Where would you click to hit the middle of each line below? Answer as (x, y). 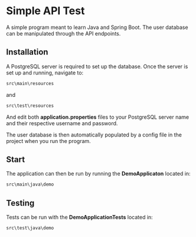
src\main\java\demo (30, 184)
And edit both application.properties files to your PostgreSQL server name (98, 117)
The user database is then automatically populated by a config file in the (94, 135)
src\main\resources (30, 83)
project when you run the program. (49, 141)
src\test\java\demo (30, 228)
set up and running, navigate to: (45, 73)
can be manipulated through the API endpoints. (63, 33)
